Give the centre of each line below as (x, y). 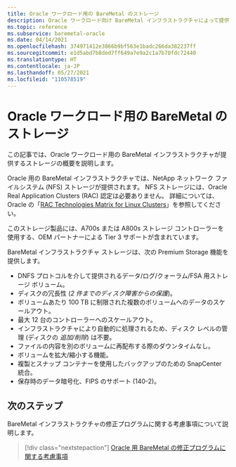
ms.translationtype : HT (42, 60)
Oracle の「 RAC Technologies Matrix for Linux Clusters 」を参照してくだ (111, 205)
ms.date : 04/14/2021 (38, 40)
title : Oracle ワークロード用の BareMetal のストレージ (83, 14)
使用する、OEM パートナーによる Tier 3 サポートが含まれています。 (105, 237)
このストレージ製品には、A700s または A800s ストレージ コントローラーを (116, 229)
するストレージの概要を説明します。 (65, 163)
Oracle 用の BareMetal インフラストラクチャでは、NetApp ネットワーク (111, 178)
